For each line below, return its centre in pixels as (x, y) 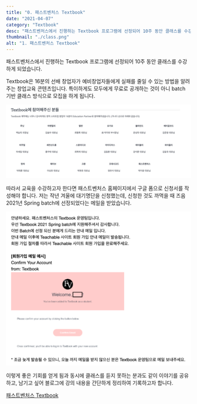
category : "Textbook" (33, 25)
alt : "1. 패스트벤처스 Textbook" (43, 43)
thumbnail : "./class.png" (38, 37)
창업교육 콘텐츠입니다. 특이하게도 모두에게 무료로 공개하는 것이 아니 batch (101, 89)
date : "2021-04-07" (30, 18)
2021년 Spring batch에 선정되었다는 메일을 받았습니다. (69, 203)
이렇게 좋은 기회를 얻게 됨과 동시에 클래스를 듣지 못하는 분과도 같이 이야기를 (92, 375)
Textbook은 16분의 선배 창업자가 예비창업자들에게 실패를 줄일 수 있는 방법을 (93, 81)
